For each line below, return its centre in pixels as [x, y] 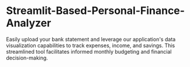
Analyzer [29, 23]
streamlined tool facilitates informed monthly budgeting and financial [89, 51]
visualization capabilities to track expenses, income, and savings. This [91, 45]
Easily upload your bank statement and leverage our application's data [91, 39]
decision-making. [27, 58]
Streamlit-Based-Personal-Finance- [96, 11]
